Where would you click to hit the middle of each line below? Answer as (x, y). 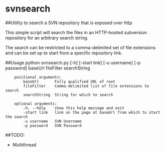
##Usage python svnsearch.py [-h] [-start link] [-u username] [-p (73, 62)
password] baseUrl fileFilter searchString (48, 68)
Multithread (24, 144)
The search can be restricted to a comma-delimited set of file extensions (80, 47)
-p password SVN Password (52, 126)
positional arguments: (38, 77)
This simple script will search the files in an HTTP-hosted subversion (76, 32)
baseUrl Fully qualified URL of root (69, 82)
